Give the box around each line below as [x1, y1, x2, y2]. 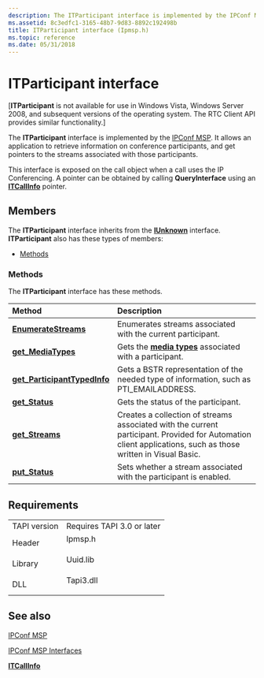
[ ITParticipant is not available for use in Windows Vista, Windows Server [8, 101, 244, 110]
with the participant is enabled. [117, 471, 232, 482]
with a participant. [117, 352, 184, 363]
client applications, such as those [117, 439, 240, 450]
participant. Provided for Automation [117, 429, 251, 440]
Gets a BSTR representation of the [117, 364, 244, 375]
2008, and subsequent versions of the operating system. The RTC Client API [8, 110, 256, 119]
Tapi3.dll [66, 575, 98, 586]
